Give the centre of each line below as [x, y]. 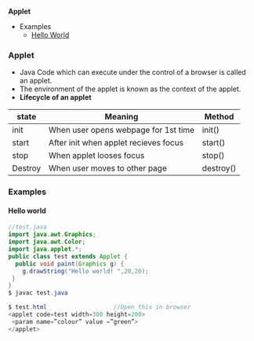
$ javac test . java [38, 293]
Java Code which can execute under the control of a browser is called [133, 72]
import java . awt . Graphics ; [52, 235]
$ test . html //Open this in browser [100, 307]
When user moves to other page [107, 168]
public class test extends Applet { [68, 256]
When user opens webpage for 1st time [121, 130]
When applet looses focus [96, 156]
